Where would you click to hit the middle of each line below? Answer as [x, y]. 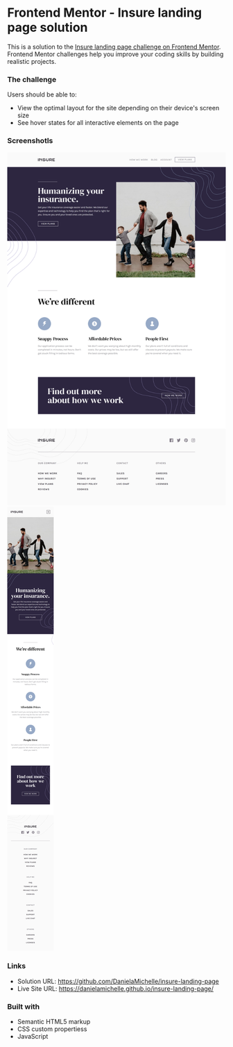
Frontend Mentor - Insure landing [105, 13]
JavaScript [33, 1037]
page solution [48, 27]
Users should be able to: [42, 94]
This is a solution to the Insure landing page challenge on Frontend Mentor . [114, 46]
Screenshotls [30, 141]
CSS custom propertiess [52, 1029]
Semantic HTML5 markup [54, 1022]
